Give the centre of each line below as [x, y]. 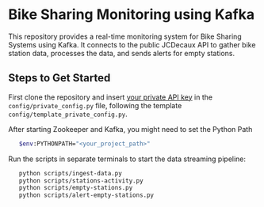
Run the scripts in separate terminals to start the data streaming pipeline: [127, 159]
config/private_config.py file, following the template [95, 105]
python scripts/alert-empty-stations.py [86, 195]
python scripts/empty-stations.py [76, 188]
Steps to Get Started [59, 78]
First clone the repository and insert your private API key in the [110, 97]
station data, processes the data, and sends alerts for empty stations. [122, 53]
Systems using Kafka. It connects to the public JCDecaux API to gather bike [132, 44]
